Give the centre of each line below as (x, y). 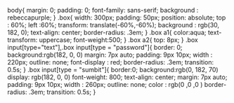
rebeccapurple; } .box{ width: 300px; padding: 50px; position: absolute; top (117, 18)
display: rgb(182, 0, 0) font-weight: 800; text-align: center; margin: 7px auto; (117, 77)
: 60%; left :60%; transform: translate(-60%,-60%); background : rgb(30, (113, 25)
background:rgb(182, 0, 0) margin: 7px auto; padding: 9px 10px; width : (110, 55)
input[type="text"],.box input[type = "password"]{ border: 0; (95, 47)
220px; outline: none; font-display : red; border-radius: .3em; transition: (111, 62)
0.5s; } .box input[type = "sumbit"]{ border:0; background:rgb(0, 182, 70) (113, 70)
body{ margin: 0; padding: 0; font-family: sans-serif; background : (103, 10)
